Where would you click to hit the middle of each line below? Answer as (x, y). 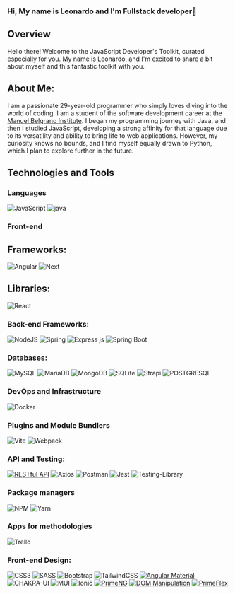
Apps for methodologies (50, 526)
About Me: (31, 89)
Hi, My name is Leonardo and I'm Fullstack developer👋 (102, 11)
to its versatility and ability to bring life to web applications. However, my (113, 135)
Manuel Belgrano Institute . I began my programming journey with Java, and (116, 120)
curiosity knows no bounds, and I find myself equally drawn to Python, (110, 143)
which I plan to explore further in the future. (71, 151)
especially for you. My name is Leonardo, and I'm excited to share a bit (110, 59)
